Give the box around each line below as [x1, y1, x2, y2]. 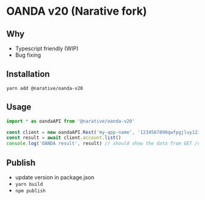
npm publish [15, 188, 46, 194]
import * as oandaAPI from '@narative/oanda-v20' [6, 118, 135, 124]
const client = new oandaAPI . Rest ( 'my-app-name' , [6, 129, 135, 135]
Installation [6, 69, 50, 80]
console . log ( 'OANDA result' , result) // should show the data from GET [6, 141, 192, 147]
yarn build [15, 181, 43, 187]
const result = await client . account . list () [6, 135, 121, 141]
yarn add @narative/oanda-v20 [6, 85, 84, 91]
